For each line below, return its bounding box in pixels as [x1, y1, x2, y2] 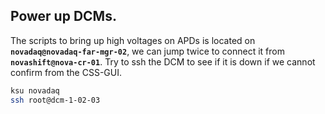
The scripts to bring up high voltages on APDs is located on [10, 34, 256, 46]
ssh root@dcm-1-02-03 [10, 95, 101, 105]
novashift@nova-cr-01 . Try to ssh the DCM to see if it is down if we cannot [10, 55, 316, 68]
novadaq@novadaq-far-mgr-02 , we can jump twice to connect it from [10, 45, 285, 57]
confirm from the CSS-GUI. [10, 66, 122, 78]
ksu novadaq [10, 85, 60, 96]
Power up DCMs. [10, 8, 117, 25]
